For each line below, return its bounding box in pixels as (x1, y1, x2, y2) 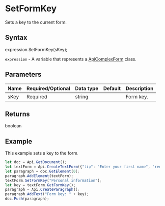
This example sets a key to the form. (5, 150, 79, 156)
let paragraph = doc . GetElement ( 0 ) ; (5, 169, 80, 174)
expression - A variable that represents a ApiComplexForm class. (5, 56, 137, 62)
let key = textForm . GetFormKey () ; (5, 182, 76, 187)
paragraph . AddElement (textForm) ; (5, 173, 74, 178)
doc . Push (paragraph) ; (5, 196, 50, 202)
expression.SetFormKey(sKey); (5, 46, 68, 52)
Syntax (5, 33, 27, 42)
